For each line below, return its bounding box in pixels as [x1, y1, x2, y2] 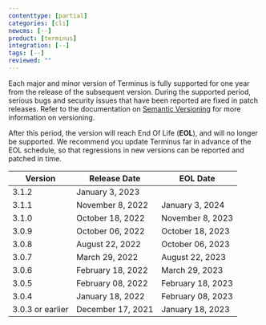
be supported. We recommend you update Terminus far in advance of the [8, 136, 252, 146]
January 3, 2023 [75, 186, 140, 197]
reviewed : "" [8, 57, 52, 65]
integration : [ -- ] [8, 42, 70, 50]
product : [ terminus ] [8, 34, 78, 43]
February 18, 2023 [161, 278, 234, 289]
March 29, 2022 [75, 251, 139, 262]
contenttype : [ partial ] [8, 11, 88, 20]
